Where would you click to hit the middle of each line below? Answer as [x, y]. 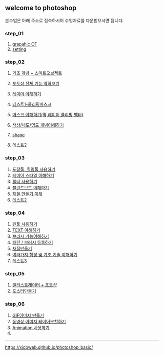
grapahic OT [25, 44]
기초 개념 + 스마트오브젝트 [37, 73]
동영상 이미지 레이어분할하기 [39, 321]
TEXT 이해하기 [26, 230]
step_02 [15, 62]
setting [19, 49]
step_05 [15, 273]
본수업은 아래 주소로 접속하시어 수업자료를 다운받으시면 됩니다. [64, 20]
